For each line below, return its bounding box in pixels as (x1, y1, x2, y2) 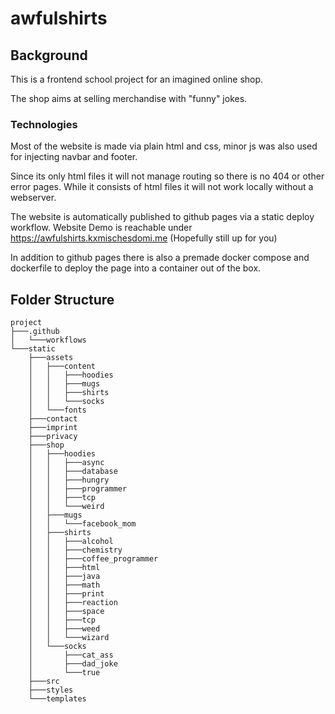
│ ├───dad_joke (28, 659, 118, 669)
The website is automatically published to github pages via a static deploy (10, 211, 315, 223)
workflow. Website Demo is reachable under (10, 222, 193, 234)
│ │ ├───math (28, 580, 101, 591)
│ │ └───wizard (28, 633, 110, 643)
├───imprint (28, 423, 78, 433)
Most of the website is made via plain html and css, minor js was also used (10, 140, 318, 152)
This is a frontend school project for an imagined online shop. (10, 73, 264, 85)
